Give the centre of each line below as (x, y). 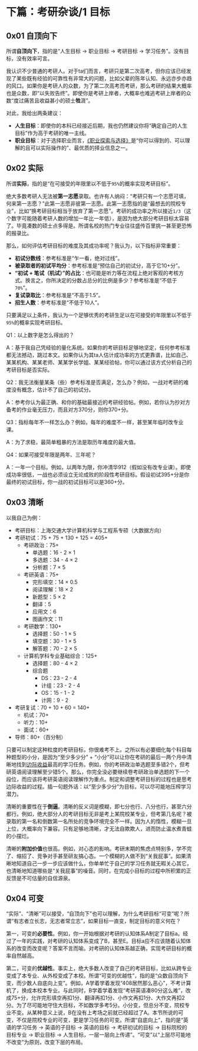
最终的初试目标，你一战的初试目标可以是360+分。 (67, 481)
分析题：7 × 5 (49, 567)
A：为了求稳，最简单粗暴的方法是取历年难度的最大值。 (72, 442)
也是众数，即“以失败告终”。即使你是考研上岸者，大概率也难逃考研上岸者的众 (99, 93)
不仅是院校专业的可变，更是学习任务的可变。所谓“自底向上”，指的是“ (100, 1020)
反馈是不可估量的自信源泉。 (40, 878)
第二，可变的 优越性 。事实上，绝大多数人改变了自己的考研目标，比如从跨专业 (99, 968)
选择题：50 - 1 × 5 (54, 633)
